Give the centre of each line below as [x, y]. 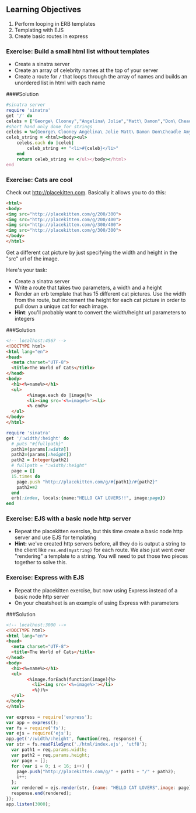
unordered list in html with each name [60, 83]
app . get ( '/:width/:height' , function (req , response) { [74, 739]
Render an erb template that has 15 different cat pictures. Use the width [100, 294]
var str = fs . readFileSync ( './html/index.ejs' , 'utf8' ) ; [77, 745]
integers [24, 318]
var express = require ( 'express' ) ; [49, 717]
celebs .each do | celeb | [45, 143]
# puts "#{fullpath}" [38, 444]
